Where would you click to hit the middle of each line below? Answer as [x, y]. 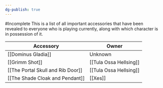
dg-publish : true [23, 10]
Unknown [101, 54]
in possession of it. [24, 34]
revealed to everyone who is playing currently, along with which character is [82, 29]
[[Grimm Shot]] [25, 62]
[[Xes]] [98, 78]
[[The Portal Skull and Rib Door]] [45, 70]
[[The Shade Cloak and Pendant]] [46, 78]
